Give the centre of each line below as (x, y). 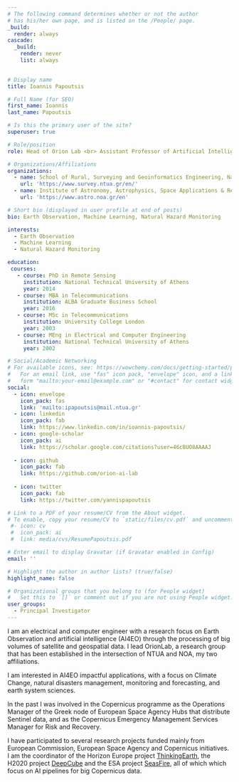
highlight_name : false (41, 578)
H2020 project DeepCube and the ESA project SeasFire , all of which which (117, 763)
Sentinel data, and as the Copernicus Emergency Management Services (113, 719)
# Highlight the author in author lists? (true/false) (90, 571)
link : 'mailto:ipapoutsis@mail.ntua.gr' (81, 407)
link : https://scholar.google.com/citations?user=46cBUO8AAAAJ (116, 447)
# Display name (30, 80)
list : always (39, 60)
